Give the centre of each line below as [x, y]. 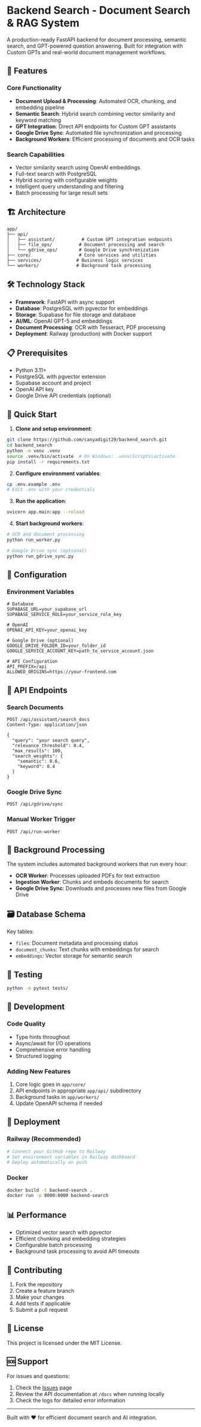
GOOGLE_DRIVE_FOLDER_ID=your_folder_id [56, 646]
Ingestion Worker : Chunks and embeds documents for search [92, 882]
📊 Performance [37, 1215]
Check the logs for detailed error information [70, 1400]
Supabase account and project [53, 383]
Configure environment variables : [58, 473]
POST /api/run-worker [34, 832]
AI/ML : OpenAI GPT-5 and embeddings [64, 321]
